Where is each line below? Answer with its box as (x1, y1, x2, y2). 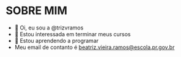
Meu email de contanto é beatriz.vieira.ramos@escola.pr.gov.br (14, 44, 175, 51)
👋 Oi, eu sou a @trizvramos (14, 24, 84, 31)
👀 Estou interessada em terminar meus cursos (14, 30, 131, 37)
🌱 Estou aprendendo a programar (14, 37, 99, 44)
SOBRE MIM (6, 4, 68, 18)
